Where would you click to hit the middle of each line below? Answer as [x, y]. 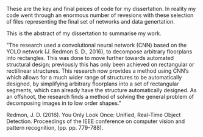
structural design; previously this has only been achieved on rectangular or [100, 64]
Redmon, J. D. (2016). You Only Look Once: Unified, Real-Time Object [94, 115]
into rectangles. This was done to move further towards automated [90, 58]
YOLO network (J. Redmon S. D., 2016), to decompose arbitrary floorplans [99, 52]
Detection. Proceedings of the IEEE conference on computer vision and [96, 121]
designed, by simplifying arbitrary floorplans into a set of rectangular [93, 84]
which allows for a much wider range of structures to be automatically [94, 77]
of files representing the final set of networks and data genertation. [91, 22]
